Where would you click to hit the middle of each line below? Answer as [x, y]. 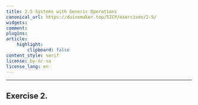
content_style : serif [33, 55]
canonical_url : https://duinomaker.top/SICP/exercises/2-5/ [82, 17]
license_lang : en [27, 66]
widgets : [17, 22]
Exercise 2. [27, 96]
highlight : [30, 45]
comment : [17, 28]
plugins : [17, 34]
